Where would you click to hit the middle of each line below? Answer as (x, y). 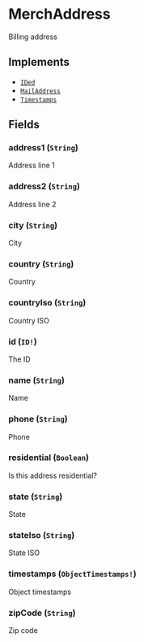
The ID (19, 359)
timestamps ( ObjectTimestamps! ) (72, 574)
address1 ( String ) (43, 148)
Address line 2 (32, 204)
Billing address (33, 37)
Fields (24, 125)
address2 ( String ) (44, 186)
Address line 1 (32, 165)
